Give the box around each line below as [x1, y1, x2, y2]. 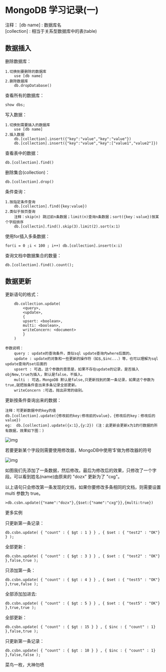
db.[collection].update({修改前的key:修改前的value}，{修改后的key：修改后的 [5, 413, 156, 418]
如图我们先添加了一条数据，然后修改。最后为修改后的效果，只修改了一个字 [5, 467, 157, 473]
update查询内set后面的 [5, 361, 47, 367]
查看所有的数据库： [5, 92, 44, 98]
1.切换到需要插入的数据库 [5, 122, 50, 127]
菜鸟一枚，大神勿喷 [5, 662, 44, 668]
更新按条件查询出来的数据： [5, 397, 62, 403]
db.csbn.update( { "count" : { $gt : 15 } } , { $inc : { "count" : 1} [5, 624, 156, 629]
